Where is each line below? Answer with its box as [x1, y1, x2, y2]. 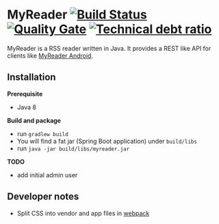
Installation [7, 71, 56, 83]
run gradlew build [16, 129, 68, 137]
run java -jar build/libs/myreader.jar [16, 144, 130, 153]
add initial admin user [16, 170, 78, 179]
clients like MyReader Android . [7, 52, 94, 60]
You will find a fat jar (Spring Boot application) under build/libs [16, 137, 197, 145]
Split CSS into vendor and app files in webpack [16, 209, 150, 217]
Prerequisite [7, 89, 43, 98]
